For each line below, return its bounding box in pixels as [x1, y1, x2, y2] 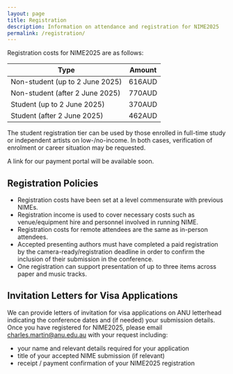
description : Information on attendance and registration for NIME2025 [7, 23, 219, 30]
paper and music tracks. [17, 270, 88, 279]
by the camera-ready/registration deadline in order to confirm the [17, 248, 205, 256]
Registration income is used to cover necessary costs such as [17, 210, 195, 219]
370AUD [128, 100, 158, 109]
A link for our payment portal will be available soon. [7, 157, 154, 166]
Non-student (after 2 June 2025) [10, 88, 121, 98]
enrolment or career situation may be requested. [7, 143, 146, 152]
